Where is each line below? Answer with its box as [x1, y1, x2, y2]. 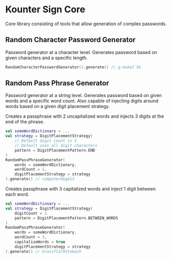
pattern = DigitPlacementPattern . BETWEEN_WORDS [14, 215, 118, 220]
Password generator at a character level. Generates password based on [5, 49, 158, 55]
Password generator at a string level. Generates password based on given [5, 92, 162, 99]
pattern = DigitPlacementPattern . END [14, 147, 95, 153]
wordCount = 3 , [14, 235, 47, 240]
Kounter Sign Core [5, 4, 86, 15]
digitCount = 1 [14, 211, 47, 216]
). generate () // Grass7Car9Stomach [5, 249, 82, 254]
